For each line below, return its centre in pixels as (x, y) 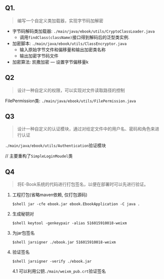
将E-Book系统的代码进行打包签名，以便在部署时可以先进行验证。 (83, 184)
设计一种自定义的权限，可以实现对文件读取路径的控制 (71, 90)
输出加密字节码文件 (39, 56)
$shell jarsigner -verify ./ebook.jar (52, 262)
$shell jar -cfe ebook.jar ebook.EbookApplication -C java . (76, 204)
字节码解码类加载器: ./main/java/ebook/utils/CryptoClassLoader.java (83, 31)
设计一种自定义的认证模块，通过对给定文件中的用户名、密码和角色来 (86, 129)
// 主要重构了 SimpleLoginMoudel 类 (39, 156)
